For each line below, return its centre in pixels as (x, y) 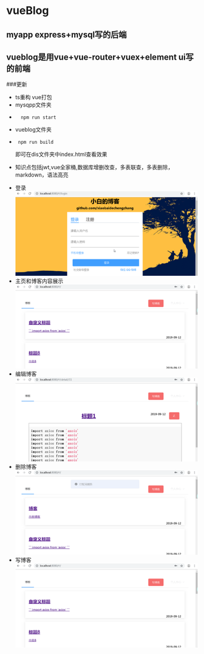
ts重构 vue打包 (33, 97)
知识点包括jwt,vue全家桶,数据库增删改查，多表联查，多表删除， (94, 167)
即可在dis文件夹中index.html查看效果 (61, 154)
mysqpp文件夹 (33, 105)
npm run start (39, 118)
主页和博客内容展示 (39, 281)
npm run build (36, 142)
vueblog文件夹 (33, 130)
